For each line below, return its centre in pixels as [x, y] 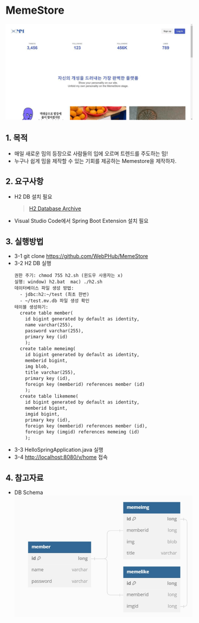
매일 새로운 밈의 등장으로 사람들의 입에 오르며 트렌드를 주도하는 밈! [91, 153]
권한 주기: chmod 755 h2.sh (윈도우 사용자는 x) [68, 276]
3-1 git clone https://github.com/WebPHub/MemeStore [81, 256]
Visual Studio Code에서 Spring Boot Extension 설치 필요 [81, 221]
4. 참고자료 [25, 478]
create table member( [47, 313]
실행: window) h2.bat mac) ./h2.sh [58, 282]
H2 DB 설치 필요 [33, 197]
